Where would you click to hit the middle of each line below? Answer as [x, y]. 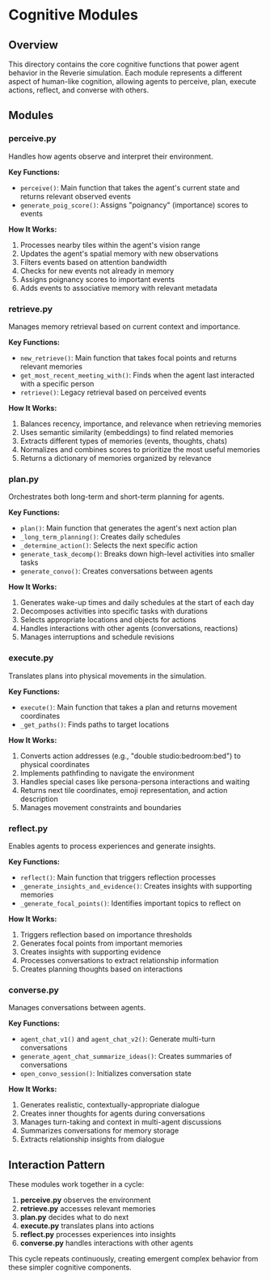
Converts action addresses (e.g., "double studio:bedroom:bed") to [130, 756]
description [39, 799]
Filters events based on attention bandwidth [93, 262]
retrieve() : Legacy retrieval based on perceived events [113, 392]
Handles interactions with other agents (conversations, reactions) [129, 629]
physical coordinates [55, 764]
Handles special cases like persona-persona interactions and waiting [135, 781]
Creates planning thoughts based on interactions [101, 969]
